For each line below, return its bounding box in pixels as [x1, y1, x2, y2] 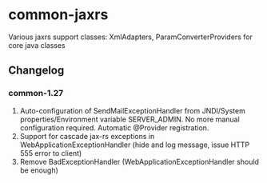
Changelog [8, 64, 65, 78]
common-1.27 [8, 88, 64, 99]
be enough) [19, 165, 58, 175]
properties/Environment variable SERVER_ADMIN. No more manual [19, 114, 240, 124]
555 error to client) [19, 148, 82, 157]
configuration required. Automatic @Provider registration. [19, 122, 209, 133]
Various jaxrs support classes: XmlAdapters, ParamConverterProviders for [8, 32, 253, 42]
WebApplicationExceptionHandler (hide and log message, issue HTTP [19, 140, 250, 149]
